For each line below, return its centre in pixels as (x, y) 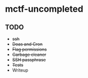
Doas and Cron (27, 44)
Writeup (20, 70)
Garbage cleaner (29, 54)
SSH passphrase (29, 60)
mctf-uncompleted (44, 9)
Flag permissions (29, 49)
